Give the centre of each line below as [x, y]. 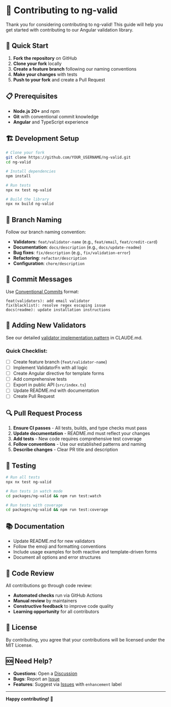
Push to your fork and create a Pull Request [59, 80]
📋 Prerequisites [32, 96]
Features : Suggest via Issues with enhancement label [67, 684]
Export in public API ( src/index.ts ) [49, 385]
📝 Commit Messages [39, 279]
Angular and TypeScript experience [50, 122]
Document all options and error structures [57, 557]
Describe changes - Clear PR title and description [65, 450]
